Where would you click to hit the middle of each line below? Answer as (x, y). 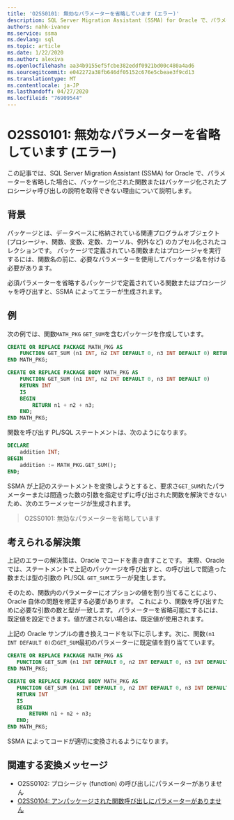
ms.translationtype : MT (42, 79)
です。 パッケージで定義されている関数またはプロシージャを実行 (129, 250)
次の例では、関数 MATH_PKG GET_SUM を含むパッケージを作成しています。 (107, 333)
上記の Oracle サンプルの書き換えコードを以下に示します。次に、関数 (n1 (111, 634)
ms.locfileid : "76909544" (45, 99)
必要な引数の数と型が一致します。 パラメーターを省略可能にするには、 (120, 610)
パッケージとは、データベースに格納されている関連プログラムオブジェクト (114, 233)
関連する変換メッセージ (57, 765)
